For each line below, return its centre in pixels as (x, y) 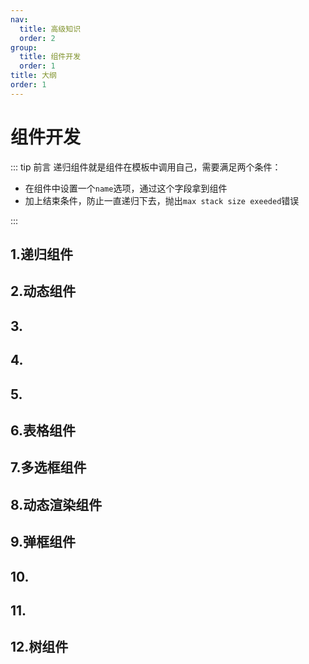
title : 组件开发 (50, 57)
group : (24, 47)
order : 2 (37, 38)
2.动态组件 (43, 291)
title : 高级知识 (50, 29)
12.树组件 (39, 647)
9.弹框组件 (43, 542)
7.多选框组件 (48, 467)
